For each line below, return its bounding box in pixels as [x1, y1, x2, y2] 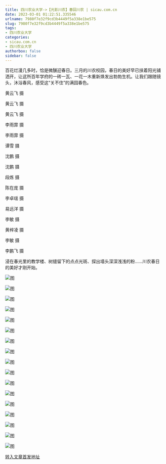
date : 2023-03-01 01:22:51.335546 [5, 12, 77, 17]
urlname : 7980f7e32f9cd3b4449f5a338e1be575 [5, 16, 96, 21]
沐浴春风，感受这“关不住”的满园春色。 [13, 80, 91, 86]
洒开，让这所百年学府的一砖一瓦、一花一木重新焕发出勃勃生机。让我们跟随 [5, 74, 157, 80]
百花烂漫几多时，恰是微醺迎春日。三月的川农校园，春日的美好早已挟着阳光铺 [5, 67, 161, 73]
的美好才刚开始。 [5, 265, 40, 271]
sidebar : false [5, 53, 37, 58]
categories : [5, 35, 30, 40]
